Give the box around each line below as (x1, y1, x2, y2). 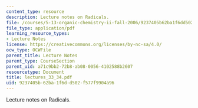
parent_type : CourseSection (6, 58, 75, 64)
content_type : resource (6, 8, 65, 15)
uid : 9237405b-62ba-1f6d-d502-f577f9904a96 (6, 80, 115, 86)
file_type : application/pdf (6, 25, 75, 31)
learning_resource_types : (6, 31, 70, 37)
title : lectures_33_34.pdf (6, 74, 72, 80)
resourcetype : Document (6, 69, 65, 75)
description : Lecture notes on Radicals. (6, 14, 110, 20)
